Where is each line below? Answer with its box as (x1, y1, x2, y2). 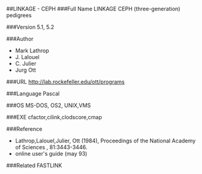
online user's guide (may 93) (15, 150, 88, 157)
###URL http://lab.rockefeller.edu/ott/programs (6, 78, 125, 85)
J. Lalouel (15, 54, 40, 60)
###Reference (6, 125, 43, 133)
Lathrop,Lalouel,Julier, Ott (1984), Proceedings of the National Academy (15, 137, 196, 144)
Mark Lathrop (15, 47, 50, 54)
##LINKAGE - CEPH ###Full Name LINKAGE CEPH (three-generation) (6, 5, 181, 12)
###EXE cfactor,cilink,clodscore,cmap (6, 114, 102, 120)
